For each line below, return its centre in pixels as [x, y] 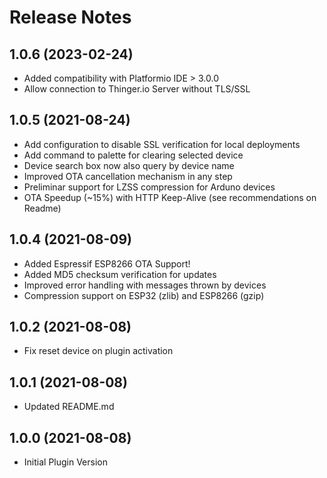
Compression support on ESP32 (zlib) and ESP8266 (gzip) [144, 295]
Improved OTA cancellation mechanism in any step [128, 176]
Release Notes [70, 17]
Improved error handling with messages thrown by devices [145, 285]
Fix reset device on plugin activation [98, 351]
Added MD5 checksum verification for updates [120, 274]
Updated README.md [69, 407]
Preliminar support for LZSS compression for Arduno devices [149, 187]
